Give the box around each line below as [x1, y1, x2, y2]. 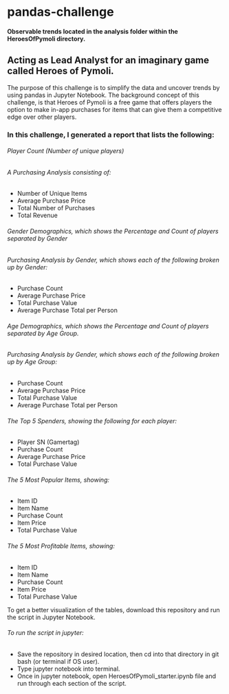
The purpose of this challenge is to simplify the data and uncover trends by [7, 83, 220, 91]
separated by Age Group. [7, 329, 79, 337]
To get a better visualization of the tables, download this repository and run [7, 605, 220, 614]
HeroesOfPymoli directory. [7, 34, 86, 43]
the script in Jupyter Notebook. [7, 613, 96, 621]
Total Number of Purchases [17, 204, 95, 212]
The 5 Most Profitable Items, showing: [7, 541, 116, 550]
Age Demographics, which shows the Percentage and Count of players [7, 322, 209, 330]
